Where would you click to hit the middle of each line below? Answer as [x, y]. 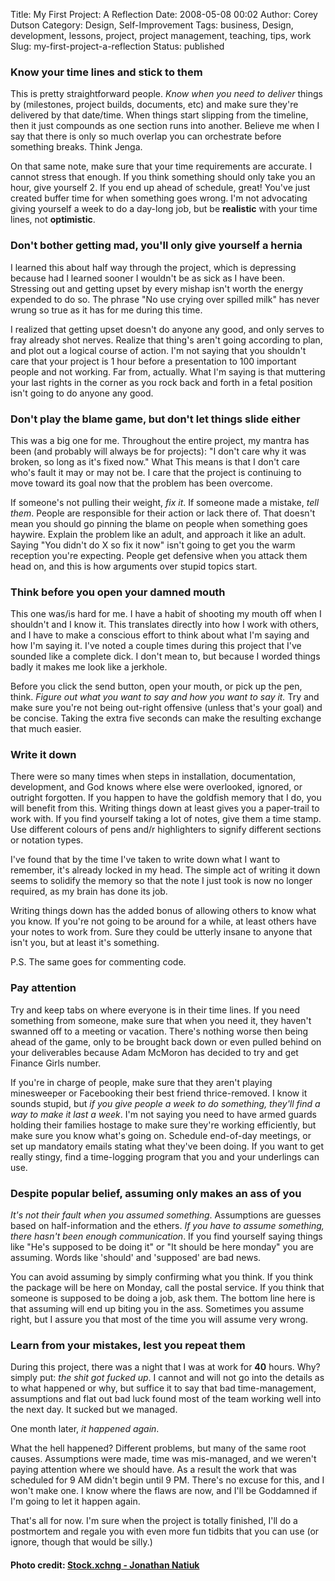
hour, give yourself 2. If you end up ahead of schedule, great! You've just [160, 188]
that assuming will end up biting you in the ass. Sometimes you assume [157, 1309]
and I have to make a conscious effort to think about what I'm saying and [160, 635]
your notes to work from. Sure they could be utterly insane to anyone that [161, 932]
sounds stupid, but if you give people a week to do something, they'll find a [165, 1103]
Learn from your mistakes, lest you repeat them [128, 1345]
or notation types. [47, 840]
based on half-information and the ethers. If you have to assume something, [167, 1226]
